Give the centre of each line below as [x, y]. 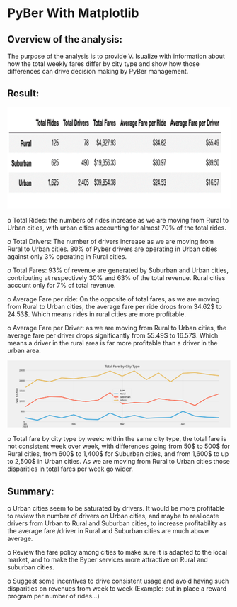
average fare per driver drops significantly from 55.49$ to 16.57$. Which [113, 335]
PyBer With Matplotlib [73, 13]
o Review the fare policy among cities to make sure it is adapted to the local [117, 552]
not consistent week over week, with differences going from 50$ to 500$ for [119, 446]
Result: [23, 94]
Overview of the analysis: [65, 39]
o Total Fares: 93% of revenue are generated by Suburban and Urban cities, [118, 270]
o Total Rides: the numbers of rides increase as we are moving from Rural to [118, 221]
